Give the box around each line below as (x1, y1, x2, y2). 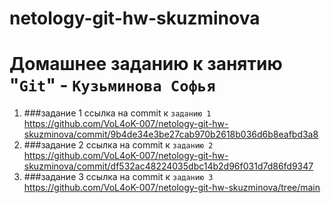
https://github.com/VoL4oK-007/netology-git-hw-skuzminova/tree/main (23, 182, 321, 194)
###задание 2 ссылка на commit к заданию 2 (23, 139, 214, 151)
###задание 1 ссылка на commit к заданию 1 (23, 107, 212, 119)
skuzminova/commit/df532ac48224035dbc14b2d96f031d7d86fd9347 (23, 160, 314, 172)
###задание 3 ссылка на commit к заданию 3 (23, 171, 214, 183)
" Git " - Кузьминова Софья (9, 74, 216, 97)
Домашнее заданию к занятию (9, 53, 283, 76)
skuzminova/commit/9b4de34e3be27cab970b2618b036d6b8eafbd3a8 (23, 128, 319, 141)
